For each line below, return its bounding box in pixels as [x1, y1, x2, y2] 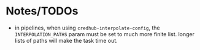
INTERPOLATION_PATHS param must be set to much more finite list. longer [14, 30, 194, 37]
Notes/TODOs [6, 4, 79, 18]
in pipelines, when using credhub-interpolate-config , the [14, 24, 160, 31]
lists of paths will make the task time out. [14, 37, 118, 44]
